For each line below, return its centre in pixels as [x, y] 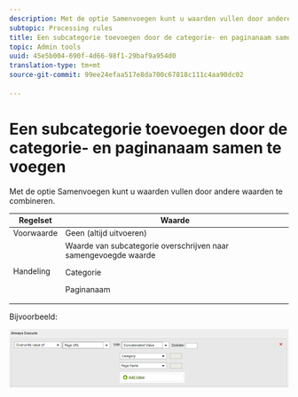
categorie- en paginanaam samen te [145, 148]
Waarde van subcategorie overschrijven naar [147, 245]
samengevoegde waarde [110, 255]
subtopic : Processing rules [61, 28]
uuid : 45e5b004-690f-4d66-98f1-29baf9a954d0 [93, 56]
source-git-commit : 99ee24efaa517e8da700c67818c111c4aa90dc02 [126, 75]
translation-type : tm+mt [55, 66]
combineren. [32, 200]
